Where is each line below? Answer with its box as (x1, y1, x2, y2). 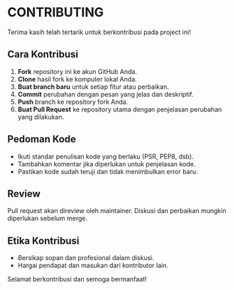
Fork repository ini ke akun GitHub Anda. (17, 67, 137, 75)
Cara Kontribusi (7, 48, 79, 60)
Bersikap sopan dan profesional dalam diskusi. (17, 254, 155, 262)
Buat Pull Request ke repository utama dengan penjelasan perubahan (17, 104, 222, 114)
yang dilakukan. (17, 112, 65, 121)
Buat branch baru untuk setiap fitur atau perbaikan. (17, 82, 169, 91)
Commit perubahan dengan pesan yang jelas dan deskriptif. (17, 90, 194, 98)
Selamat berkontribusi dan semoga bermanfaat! (7, 275, 147, 284)
